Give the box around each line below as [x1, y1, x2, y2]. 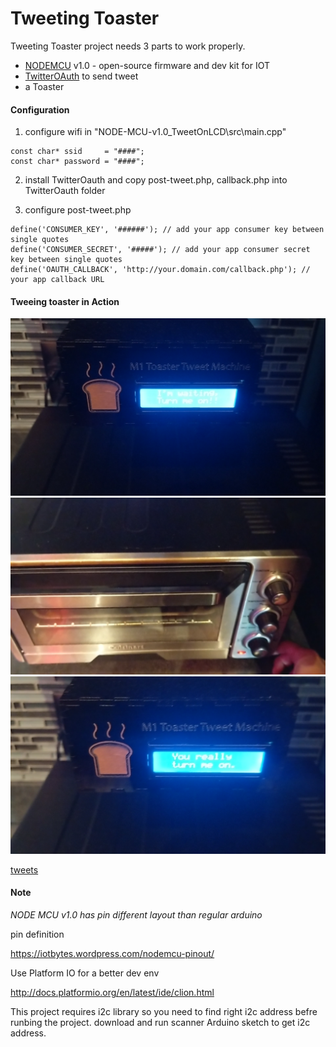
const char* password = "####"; [10, 157, 145, 167]
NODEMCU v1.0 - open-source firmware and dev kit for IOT [24, 59, 270, 71]
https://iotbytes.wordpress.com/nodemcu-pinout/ [10, 948, 215, 960]
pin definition [10, 928, 65, 941]
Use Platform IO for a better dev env [10, 967, 160, 979]
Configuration [10, 103, 70, 116]
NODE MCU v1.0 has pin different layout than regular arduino [10, 909, 263, 921]
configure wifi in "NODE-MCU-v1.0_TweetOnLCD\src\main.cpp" [24, 126, 287, 138]
